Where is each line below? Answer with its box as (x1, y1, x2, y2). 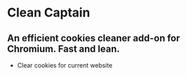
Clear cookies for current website (17, 61, 112, 69)
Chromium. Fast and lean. (7, 43, 120, 54)
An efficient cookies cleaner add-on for (7, 32, 181, 44)
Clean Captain (7, 5, 90, 21)
